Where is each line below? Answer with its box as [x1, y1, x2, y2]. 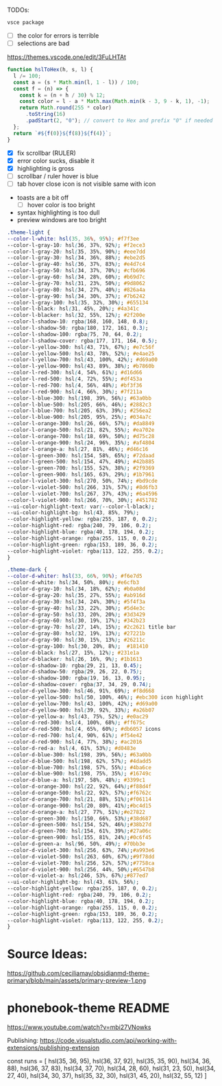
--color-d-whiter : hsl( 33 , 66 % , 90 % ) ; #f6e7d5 [7, 572, 143, 580]
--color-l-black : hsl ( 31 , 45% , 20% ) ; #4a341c [7, 305, 139, 313]
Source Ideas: [7, 946, 88, 962]
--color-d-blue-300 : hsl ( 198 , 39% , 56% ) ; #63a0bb [7, 751, 152, 758]
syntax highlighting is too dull [16, 208, 100, 217]
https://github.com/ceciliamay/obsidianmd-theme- [7, 969, 150, 978]
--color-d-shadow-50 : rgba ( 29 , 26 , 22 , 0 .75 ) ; [7, 668, 143, 675]
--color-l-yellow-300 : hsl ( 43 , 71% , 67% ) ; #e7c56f [7, 343, 155, 350]
